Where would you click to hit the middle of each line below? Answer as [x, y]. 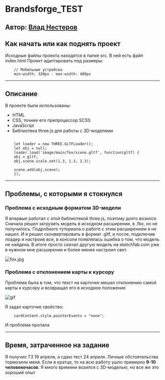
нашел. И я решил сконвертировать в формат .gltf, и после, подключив [80, 234]
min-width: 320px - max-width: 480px [53, 74]
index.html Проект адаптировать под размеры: [54, 61]
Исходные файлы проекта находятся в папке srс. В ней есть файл [74, 55]
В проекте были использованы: [38, 106]
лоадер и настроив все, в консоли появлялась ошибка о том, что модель [82, 239]
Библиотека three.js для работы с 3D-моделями [63, 131]
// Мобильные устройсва [38, 70]
